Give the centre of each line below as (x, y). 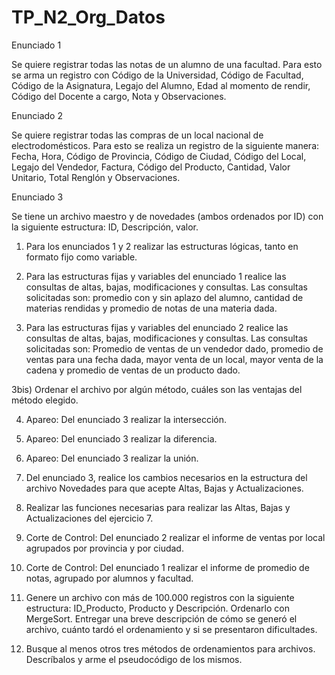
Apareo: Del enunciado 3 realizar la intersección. (126, 419)
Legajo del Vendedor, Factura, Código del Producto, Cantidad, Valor (151, 167)
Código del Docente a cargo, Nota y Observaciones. (119, 96)
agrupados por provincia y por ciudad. (104, 548)
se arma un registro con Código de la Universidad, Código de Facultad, (157, 75)
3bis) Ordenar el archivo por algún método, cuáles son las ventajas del (157, 389)
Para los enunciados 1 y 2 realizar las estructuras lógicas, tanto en (162, 246)
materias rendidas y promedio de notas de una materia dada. (151, 308)
